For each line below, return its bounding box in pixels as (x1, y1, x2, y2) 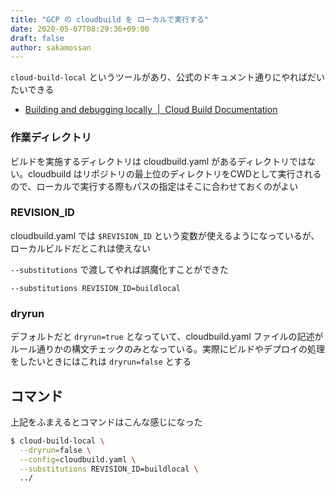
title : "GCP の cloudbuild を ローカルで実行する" (10, 14, 209, 25)
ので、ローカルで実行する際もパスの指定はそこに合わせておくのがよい (10, 180, 299, 192)
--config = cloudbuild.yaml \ (19, 454, 137, 465)
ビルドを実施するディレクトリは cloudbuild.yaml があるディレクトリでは (10, 155, 308, 167)
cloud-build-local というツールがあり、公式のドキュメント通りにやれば (10, 71, 308, 83)
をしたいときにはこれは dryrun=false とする (10, 356, 192, 368)
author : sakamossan (10, 42, 92, 53)
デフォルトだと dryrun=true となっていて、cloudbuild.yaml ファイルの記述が (10, 331, 324, 343)
